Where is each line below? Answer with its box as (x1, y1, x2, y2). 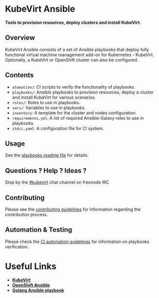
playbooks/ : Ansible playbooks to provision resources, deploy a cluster (12, 89, 154, 95)
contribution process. (5, 212, 48, 217)
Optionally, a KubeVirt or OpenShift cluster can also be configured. (5, 57, 139, 63)
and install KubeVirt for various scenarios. (12, 94, 96, 100)
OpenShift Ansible (12, 282, 50, 288)
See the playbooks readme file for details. (5, 152, 89, 158)
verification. (5, 243, 29, 249)
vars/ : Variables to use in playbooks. (12, 105, 86, 111)
